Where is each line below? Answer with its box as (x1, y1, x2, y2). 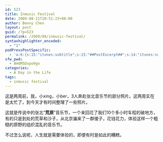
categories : (5, 66, 29, 71)
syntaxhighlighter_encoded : (5, 39, 62, 44)
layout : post (5, 25, 32, 30)
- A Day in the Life (9, 70, 51, 75)
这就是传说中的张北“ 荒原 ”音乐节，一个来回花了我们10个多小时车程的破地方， (5, 110, 158, 115)
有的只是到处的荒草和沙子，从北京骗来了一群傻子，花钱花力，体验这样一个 (5, 115, 154, 121)
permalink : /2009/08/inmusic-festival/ (5, 34, 86, 39)
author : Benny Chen (5, 20, 45, 26)
